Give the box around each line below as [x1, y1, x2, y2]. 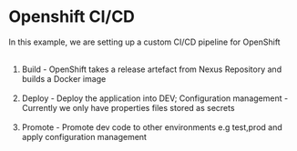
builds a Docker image [21, 73, 107, 84]
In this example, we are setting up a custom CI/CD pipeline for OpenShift [8, 36, 281, 47]
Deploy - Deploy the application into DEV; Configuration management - [21, 93, 289, 104]
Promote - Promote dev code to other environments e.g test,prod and [21, 121, 283, 133]
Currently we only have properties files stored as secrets [21, 102, 235, 113]
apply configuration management [21, 131, 148, 142]
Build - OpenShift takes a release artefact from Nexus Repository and [21, 64, 282, 75]
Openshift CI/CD [8, 6, 136, 27]
